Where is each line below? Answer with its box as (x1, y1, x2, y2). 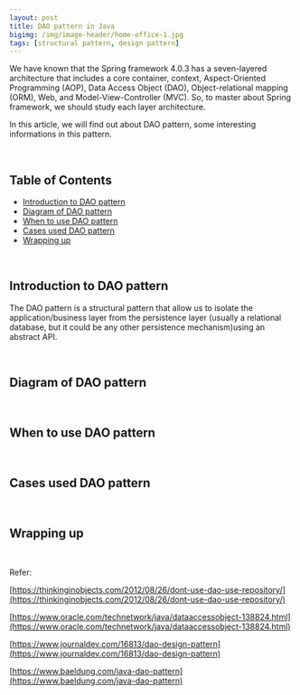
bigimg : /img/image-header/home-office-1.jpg (9, 30, 183, 39)
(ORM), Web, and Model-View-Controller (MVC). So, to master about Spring (9, 92, 292, 103)
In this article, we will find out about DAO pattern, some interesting (9, 119, 257, 130)
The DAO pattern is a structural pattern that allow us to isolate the (9, 302, 253, 313)
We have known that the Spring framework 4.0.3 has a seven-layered (9, 63, 267, 74)
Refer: (9, 567, 33, 578)
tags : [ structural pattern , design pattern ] (9, 38, 180, 48)
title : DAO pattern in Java (9, 22, 116, 31)
